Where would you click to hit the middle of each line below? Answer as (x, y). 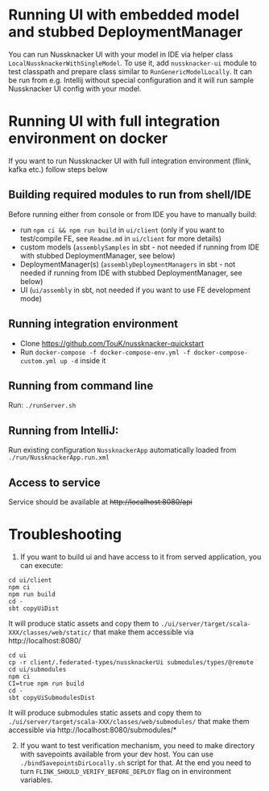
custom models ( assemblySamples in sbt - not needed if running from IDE (140, 247)
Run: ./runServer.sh (42, 405)
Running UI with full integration (114, 121)
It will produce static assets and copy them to (84, 623)
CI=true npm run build (46, 684)
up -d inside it (83, 360)
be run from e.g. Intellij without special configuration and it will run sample (131, 80)
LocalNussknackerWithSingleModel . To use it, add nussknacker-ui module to (132, 63)
